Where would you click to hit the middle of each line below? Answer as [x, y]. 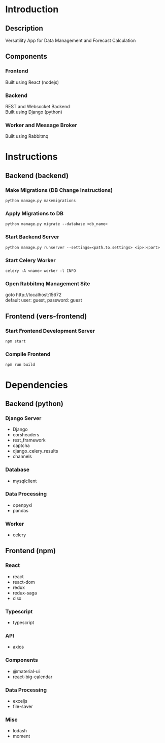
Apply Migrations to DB [35, 214]
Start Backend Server [32, 237]
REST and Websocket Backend [38, 106]
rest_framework [29, 440]
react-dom [24, 582]
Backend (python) [34, 403]
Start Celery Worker [30, 260]
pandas [21, 510]
